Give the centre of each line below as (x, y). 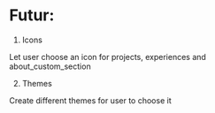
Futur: (32, 15)
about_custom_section (50, 66)
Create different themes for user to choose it (90, 100)
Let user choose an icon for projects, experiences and (107, 56)
